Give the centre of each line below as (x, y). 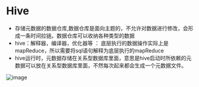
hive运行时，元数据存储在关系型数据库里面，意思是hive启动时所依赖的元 (103, 58)
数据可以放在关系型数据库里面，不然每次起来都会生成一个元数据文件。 (101, 65)
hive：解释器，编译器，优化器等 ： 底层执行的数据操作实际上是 (92, 43)
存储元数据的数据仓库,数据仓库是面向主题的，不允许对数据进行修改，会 (101, 28)
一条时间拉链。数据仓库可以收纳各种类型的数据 (77, 35)
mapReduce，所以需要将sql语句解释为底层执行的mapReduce (89, 50)
